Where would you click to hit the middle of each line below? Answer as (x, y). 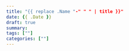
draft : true (21, 22)
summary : (17, 28)
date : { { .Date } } (29, 17)
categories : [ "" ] (28, 39)
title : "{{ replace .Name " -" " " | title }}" (65, 11)
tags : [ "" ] (20, 33)
